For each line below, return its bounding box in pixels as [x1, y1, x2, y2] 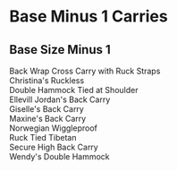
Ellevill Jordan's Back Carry [9, 94, 111, 105]
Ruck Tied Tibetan [9, 133, 77, 142]
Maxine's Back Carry [9, 114, 87, 124]
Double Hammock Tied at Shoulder [9, 85, 139, 95]
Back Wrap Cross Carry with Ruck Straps [9, 65, 161, 76]
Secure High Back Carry [9, 141, 98, 152]
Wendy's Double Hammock [9, 151, 110, 162]
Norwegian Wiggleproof [9, 123, 98, 133]
